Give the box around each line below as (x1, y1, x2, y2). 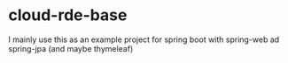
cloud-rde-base (8, 5, 128, 25)
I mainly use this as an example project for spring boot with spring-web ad (8, 34, 280, 45)
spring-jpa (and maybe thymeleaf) (8, 43, 134, 53)
